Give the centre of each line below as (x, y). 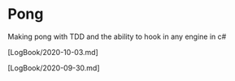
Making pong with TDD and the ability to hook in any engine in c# (117, 36)
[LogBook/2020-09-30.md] (54, 68)
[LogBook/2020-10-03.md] (53, 52)
